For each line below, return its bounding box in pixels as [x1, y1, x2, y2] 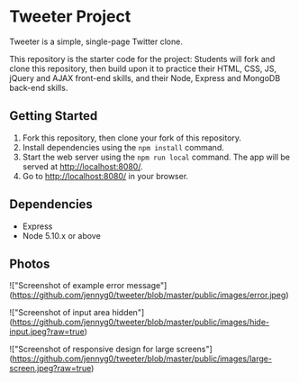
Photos [9, 256, 50, 271]
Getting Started [9, 108, 98, 123]
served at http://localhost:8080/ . [22, 160, 143, 172]
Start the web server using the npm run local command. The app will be [22, 151, 291, 162]
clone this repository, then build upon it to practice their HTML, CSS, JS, [9, 63, 277, 74]
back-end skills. [9, 82, 68, 93]
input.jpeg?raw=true [9, 326, 85, 337]
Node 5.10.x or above [22, 230, 101, 241]
